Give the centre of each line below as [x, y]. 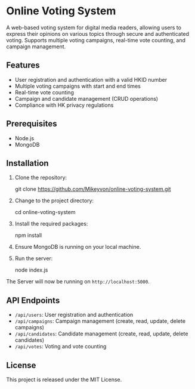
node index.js [31, 270]
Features [23, 65]
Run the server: [34, 258]
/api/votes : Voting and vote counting [61, 347]
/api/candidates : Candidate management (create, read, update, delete [101, 334]
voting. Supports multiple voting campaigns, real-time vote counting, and [96, 40]
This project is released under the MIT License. [64, 379]
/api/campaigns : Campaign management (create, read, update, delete [100, 321]
